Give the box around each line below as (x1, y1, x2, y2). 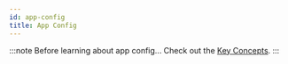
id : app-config (9, 12, 66, 22)
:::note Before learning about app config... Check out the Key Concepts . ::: (9, 45, 280, 55)
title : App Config (9, 21, 77, 30)
